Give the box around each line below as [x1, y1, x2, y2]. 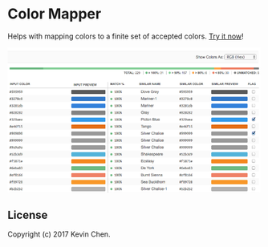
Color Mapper [7, 5, 102, 23]
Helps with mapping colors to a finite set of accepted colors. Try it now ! [7, 31, 244, 41]
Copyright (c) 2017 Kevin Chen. [7, 229, 111, 239]
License [7, 209, 48, 222]
